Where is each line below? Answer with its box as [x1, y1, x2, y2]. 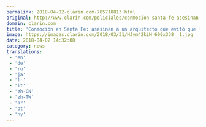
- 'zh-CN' [9, 89, 34, 95]
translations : [6, 49, 43, 55]
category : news [6, 43, 45, 49]
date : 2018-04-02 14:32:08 [6, 37, 75, 43]
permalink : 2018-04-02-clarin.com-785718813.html [6, 9, 136, 15]
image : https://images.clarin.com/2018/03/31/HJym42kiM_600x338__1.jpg [6, 32, 193, 38]
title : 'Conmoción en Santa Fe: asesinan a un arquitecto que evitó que [6, 26, 196, 32]
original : [6, 15, 32, 21]
